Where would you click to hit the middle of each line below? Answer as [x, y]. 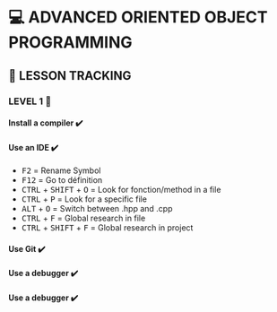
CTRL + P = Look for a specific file [84, 199]
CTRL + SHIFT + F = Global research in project [107, 228]
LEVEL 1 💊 [30, 101]
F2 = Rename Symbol [61, 170]
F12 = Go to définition [62, 180]
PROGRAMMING [70, 43]
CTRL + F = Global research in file [83, 218]
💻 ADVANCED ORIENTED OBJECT [138, 17]
